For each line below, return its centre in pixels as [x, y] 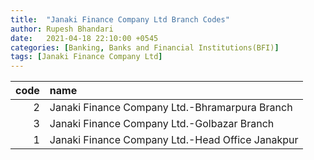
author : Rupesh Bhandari [62, 29]
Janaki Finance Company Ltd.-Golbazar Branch [162, 124]
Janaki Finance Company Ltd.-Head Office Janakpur [174, 140]
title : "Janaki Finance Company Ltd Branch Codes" [120, 19]
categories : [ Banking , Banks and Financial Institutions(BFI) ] [145, 47]
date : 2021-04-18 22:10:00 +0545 [84, 38]
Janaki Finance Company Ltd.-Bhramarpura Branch [171, 108]
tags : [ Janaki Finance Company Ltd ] [86, 57]
